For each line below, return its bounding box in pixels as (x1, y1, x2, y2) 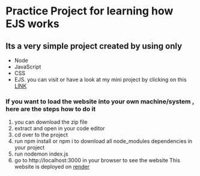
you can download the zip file (14, 118, 88, 126)
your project (14, 144, 45, 151)
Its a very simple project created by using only (5, 41, 183, 51)
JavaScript (14, 63, 41, 70)
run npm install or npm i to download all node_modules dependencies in (14, 138, 193, 145)
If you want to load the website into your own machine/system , (5, 97, 195, 106)
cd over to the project (14, 131, 68, 139)
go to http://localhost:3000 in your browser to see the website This (14, 157, 181, 164)
